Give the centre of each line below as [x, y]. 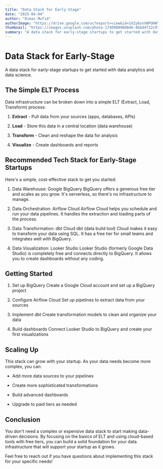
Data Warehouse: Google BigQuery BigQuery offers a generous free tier [84, 189]
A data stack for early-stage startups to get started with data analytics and [80, 70]
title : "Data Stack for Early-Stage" [43, 9]
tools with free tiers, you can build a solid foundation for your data [71, 442]
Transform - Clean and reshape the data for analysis [65, 135]
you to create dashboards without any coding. [58, 258]
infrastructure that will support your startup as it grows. [60, 447]
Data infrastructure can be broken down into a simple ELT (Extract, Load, [78, 102]
